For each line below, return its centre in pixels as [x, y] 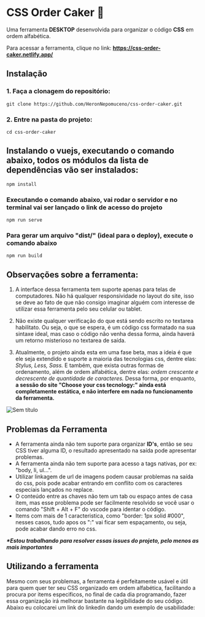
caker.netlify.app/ [30, 54]
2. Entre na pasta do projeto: [49, 119]
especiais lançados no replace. [54, 489]
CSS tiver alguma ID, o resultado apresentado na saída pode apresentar [106, 450]
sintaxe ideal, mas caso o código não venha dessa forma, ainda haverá [105, 334]
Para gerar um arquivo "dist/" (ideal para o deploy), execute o [100, 235]
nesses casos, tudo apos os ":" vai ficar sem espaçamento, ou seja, [101, 522]
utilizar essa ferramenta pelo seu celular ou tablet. [79, 309]
